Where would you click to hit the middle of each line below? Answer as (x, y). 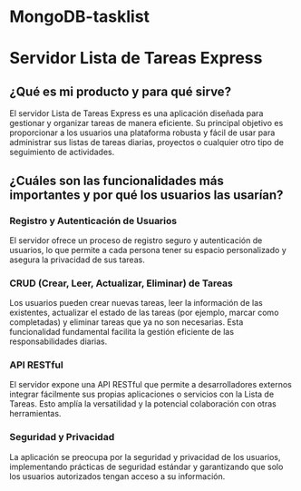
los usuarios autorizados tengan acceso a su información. (117, 476)
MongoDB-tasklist (80, 17)
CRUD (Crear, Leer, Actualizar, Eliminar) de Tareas (121, 283)
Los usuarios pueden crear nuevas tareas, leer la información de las (136, 303)
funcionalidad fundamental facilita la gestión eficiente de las (121, 332)
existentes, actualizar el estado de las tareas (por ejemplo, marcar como (144, 313)
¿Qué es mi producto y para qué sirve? (121, 91)
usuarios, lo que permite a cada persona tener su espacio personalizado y (148, 250)
